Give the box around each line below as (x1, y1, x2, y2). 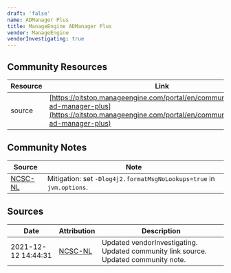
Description (141, 226, 181, 235)
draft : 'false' (7, 10, 51, 17)
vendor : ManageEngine (7, 29, 69, 36)
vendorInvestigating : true (7, 36, 85, 43)
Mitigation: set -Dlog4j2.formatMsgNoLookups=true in (47, 174, 215, 183)
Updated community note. (102, 254, 186, 264)
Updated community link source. (102, 246, 208, 256)
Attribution (58, 226, 96, 235)
